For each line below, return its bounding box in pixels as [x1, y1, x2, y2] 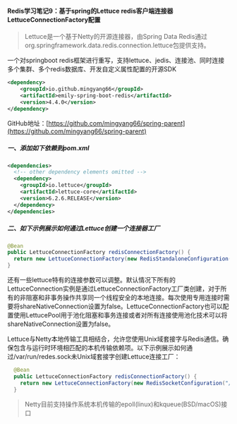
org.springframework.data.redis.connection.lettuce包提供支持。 [24, 41, 210, 49]
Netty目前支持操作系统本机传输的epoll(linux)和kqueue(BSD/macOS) [24, 399, 221, 408]
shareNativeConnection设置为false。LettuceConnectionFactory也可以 [19, 302, 224, 310]
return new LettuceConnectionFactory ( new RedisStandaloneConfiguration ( [13, 255, 232, 262]
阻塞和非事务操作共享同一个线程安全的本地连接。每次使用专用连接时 [25, 293, 224, 302]
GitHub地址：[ [7, 119, 49, 127]
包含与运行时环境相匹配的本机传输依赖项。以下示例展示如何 [13, 344, 187, 352]
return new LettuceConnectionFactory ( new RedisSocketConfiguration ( [20, 380, 226, 387]
